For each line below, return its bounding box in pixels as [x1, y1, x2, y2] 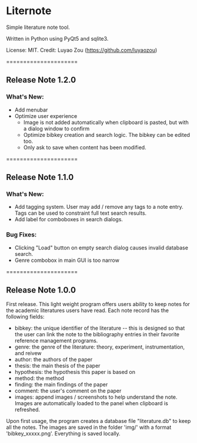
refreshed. [14, 406, 40, 414]
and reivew [14, 350, 42, 357]
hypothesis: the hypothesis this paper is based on [14, 369, 135, 376]
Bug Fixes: [6, 231, 37, 239]
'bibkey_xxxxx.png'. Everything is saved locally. [6, 430, 121, 437]
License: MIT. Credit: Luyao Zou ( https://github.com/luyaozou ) [6, 46, 158, 54]
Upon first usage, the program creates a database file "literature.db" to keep [6, 418, 191, 425]
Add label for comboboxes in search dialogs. [14, 216, 123, 223]
